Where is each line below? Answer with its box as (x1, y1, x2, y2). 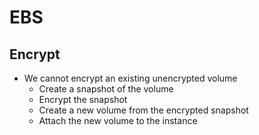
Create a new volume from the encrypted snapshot (38, 104, 249, 116)
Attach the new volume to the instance (38, 115, 198, 126)
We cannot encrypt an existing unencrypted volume (23, 72, 238, 84)
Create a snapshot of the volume (38, 83, 174, 95)
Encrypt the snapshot (38, 94, 128, 105)
